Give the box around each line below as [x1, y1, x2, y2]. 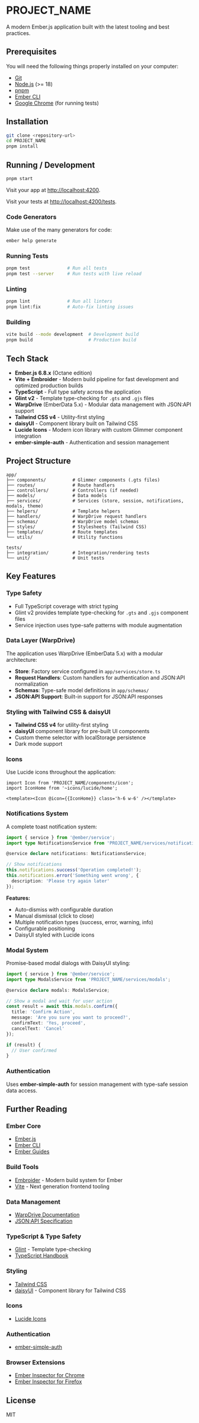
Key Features [6, 571, 56, 582]
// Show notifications [6, 862, 62, 868]
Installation [6, 117, 49, 127]
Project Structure [6, 456, 71, 466]
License [6, 1395, 36, 1405]
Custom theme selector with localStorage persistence [14, 734, 146, 741]
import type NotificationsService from [6, 840, 105, 846]
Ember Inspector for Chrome [14, 1372, 85, 1379]
